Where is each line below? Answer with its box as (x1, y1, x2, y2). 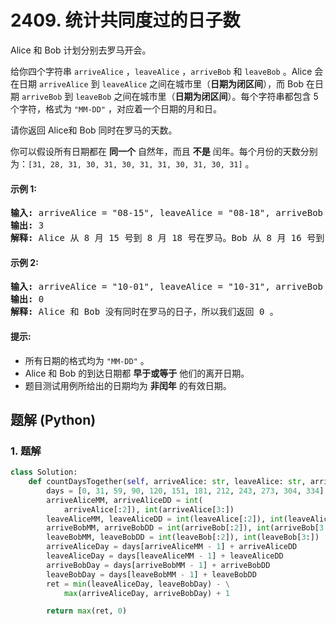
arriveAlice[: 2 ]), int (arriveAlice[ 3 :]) (63, 504, 235, 515)
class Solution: (10, 467, 78, 478)
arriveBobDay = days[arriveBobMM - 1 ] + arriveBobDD (46, 560, 271, 570)
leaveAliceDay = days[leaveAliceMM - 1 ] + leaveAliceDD (46, 551, 284, 561)
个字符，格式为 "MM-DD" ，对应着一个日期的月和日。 (10, 102, 222, 115)
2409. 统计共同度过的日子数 (10, 9, 241, 32)
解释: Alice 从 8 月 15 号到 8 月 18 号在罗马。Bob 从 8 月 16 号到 (10, 232, 325, 244)
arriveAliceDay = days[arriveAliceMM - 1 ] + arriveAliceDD (46, 542, 298, 552)
